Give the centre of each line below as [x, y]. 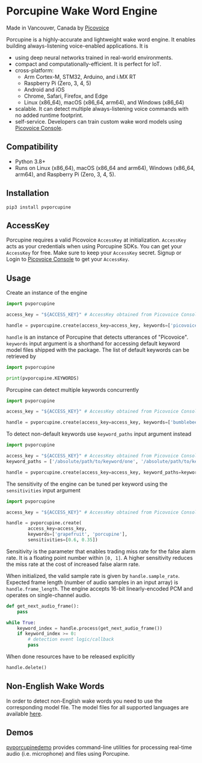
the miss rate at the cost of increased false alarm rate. [73, 564]
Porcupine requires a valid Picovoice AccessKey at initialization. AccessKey [96, 240]
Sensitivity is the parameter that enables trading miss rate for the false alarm [101, 551]
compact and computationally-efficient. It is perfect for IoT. [88, 64]
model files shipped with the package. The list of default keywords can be [98, 350]
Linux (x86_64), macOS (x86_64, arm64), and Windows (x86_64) [104, 102]
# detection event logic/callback [71, 639]
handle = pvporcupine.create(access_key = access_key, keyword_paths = [94, 472]
